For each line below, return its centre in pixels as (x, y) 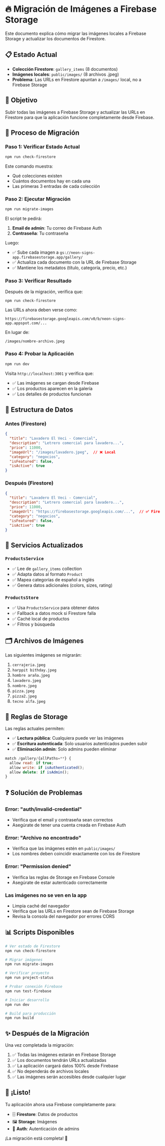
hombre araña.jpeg (31, 676)
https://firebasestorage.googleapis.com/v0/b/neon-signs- (66, 319)
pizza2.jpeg (24, 696)
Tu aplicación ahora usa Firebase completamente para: (61, 1104)
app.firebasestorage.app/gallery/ (47, 257)
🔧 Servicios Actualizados (44, 545)
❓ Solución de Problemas (44, 793)
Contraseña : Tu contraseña (40, 233)
